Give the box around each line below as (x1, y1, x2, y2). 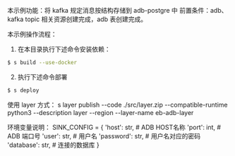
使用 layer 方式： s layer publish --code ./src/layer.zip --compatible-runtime (7, 100, 228, 109)
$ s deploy (7, 87, 40, 94)
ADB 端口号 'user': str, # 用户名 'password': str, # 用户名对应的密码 (7, 131, 201, 140)
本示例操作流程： (7, 30, 57, 38)
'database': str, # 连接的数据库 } (7, 140, 100, 149)
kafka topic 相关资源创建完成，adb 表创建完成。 (7, 15, 147, 23)
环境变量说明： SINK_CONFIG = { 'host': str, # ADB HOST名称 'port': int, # (7, 123, 221, 131)
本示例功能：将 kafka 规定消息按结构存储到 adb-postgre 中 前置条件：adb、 (7, 6, 228, 14)
